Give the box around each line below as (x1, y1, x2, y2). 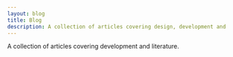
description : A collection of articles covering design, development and (7, 23, 227, 30)
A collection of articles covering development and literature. (7, 42, 179, 51)
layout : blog (7, 10, 45, 17)
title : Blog (7, 17, 42, 24)
